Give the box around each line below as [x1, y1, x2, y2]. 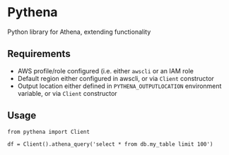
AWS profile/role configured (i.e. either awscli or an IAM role [17, 66, 194, 75]
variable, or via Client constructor [17, 89, 118, 97]
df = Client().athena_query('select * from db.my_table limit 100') [7, 140, 213, 148]
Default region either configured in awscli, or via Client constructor [17, 74, 214, 82]
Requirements [7, 48, 71, 60]
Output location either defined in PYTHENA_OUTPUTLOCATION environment [17, 82, 222, 90]
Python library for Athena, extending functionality [7, 27, 151, 36]
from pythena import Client [7, 128, 90, 135]
